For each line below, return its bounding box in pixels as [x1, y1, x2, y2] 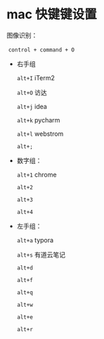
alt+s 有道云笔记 [16, 250, 66, 259]
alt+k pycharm [16, 115, 60, 124]
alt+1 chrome [16, 170, 57, 179]
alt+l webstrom [16, 129, 64, 138]
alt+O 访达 [16, 88, 47, 96]
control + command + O [8, 46, 75, 53]
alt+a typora [16, 236, 54, 244]
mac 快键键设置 [6, 6, 97, 23]
